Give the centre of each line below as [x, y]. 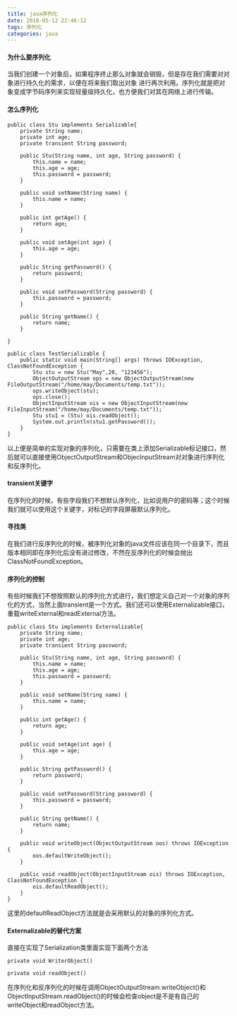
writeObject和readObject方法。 [53, 1005]
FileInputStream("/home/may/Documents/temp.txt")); [85, 409]
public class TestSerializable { [56, 354]
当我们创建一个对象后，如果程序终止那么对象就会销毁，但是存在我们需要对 [115, 74]
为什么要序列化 [29, 57]
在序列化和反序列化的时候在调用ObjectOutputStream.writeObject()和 [107, 988]
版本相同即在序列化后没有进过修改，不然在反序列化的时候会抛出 [100, 553]
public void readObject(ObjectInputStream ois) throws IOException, [123, 875]
